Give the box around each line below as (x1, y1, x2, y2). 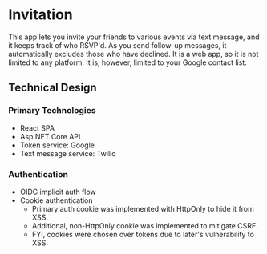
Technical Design (8, 81, 97, 95)
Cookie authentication (19, 195, 94, 205)
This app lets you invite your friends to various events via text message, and (8, 32, 260, 42)
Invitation (8, 6, 74, 24)
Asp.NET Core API (19, 131, 81, 141)
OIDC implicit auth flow (19, 187, 96, 196)
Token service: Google (19, 140, 95, 150)
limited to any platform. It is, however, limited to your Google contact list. (8, 58, 247, 67)
